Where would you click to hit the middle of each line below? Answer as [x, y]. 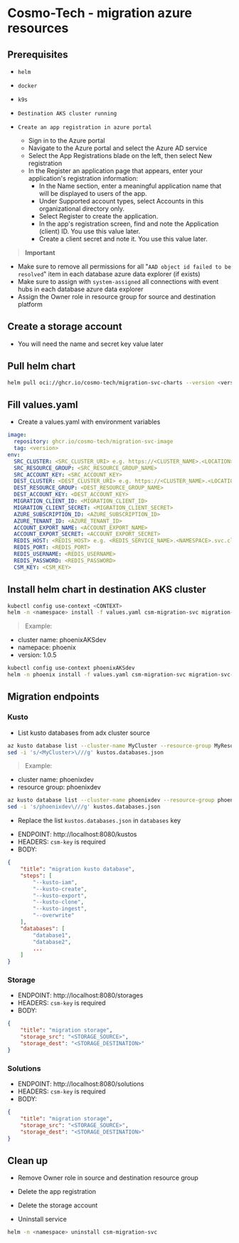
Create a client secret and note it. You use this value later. [123, 239]
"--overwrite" [54, 916]
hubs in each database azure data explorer [80, 289]
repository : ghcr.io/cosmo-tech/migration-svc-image [94, 442]
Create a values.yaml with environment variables [89, 422]
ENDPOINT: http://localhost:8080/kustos [77, 834]
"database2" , [52, 942]
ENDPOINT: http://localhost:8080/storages [80, 995]
